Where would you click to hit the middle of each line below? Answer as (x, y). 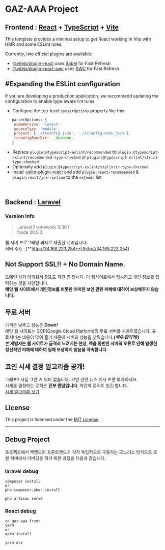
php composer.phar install (33, 490)
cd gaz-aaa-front (23, 521)
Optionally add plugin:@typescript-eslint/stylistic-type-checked (80, 167)
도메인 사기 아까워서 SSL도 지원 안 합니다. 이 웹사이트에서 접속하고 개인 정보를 (80, 277)
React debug (21, 511)
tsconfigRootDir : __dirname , (44, 138)
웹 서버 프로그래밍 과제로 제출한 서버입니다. (46, 242)
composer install (23, 482)
